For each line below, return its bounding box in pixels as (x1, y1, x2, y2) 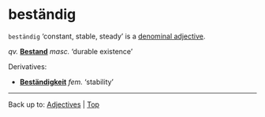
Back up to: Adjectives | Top (8, 100, 100, 109)
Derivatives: (8, 61, 47, 71)
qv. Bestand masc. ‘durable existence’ (8, 46, 133, 56)
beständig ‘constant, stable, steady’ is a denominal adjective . (8, 31, 206, 41)
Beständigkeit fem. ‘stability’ (19, 77, 114, 86)
